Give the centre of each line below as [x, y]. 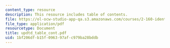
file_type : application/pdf [35, 24]
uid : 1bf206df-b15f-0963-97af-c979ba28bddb [52, 38]
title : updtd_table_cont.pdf [36, 33]
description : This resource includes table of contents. [67, 14]
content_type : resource [30, 10]
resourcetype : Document [30, 28]
